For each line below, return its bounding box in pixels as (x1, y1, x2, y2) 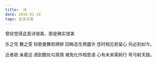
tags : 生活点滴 (5, 16, 34, 21)
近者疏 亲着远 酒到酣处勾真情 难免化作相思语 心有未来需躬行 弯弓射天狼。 (5, 52, 155, 58)
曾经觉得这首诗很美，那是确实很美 (5, 31, 75, 37)
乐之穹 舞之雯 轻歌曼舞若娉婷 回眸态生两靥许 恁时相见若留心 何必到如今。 (5, 41, 155, 47)
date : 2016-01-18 (5, 12, 41, 17)
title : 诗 (5, 7, 27, 12)
